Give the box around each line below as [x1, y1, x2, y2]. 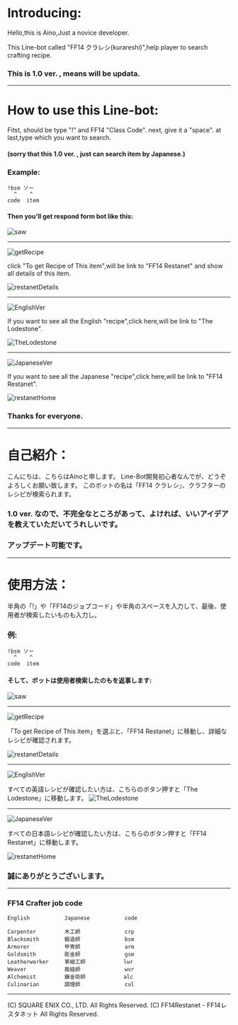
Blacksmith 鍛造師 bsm [7, 936, 135, 943]
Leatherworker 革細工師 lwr [7, 958, 133, 966]
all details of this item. [7, 269, 72, 277]
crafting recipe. [7, 51, 52, 59]
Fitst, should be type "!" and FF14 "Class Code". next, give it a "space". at [7, 126, 222, 134]
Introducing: [7, 5, 82, 21]
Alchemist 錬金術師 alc [7, 973, 133, 980]
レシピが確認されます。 [7, 736, 76, 745]
